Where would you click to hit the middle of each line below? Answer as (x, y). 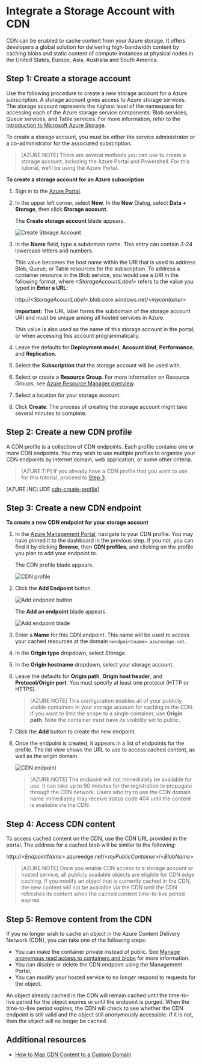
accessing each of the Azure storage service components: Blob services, (97, 112)
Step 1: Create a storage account (69, 79)
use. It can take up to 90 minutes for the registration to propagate (111, 786)
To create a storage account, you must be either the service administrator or (101, 137)
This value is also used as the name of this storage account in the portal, (105, 329)
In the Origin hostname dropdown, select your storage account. (94, 665)
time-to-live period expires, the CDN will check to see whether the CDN (95, 1008)
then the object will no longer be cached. (57, 1021)
